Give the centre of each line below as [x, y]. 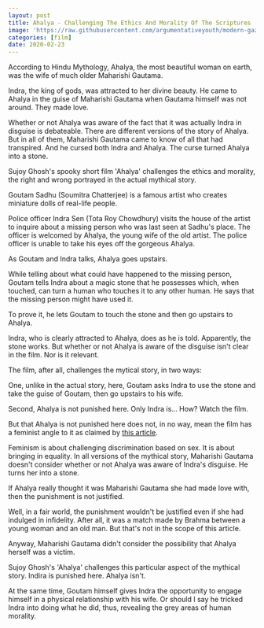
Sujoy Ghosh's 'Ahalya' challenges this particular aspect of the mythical [124, 567]
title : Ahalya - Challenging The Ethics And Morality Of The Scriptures [130, 23]
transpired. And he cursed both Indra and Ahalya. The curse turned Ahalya [129, 148]
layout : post [29, 15]
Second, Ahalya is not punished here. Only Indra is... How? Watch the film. [128, 409]
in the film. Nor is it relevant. [54, 355]
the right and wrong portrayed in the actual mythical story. [102, 180]
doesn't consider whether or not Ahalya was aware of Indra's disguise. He [128, 464]
